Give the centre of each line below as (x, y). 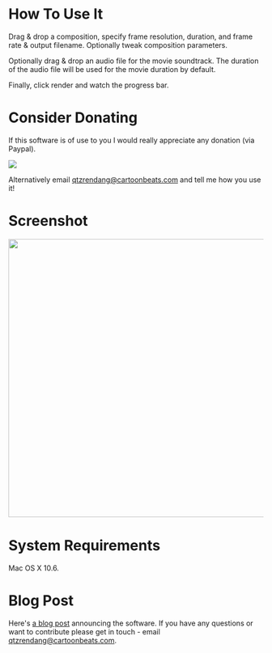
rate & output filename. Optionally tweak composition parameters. (118, 45)
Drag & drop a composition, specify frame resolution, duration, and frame (131, 36)
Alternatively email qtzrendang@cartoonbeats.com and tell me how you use (135, 180)
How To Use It (56, 14)
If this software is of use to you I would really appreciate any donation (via (132, 140)
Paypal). (22, 148)
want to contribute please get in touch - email (84, 631)
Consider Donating (73, 118)
